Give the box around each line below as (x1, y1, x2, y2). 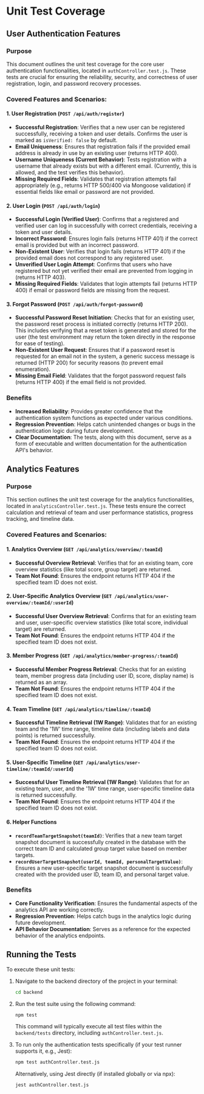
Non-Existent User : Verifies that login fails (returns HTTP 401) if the (15, 248, 186, 255)
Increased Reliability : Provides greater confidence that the (15, 407, 163, 415)
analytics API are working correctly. (15, 906, 104, 913)
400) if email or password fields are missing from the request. (15, 287, 170, 294)
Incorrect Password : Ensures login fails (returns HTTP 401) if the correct (15, 235, 198, 243)
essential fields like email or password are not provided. (15, 188, 155, 195)
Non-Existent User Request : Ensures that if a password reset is (15, 346, 175, 354)
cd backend (15, 989, 43, 995)
